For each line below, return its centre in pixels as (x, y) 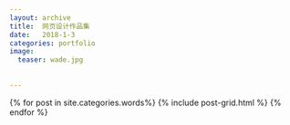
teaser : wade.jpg (51, 60)
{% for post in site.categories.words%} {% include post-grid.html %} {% (145, 102)
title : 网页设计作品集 (50, 26)
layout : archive (40, 18)
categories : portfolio (52, 43)
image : (22, 52)
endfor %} (29, 112)
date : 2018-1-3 (42, 34)
